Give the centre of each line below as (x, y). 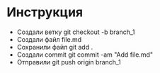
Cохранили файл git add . (55, 47)
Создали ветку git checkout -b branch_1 (76, 32)
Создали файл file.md (49, 39)
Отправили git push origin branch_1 (69, 62)
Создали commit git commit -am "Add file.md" (85, 55)
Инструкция (45, 12)
